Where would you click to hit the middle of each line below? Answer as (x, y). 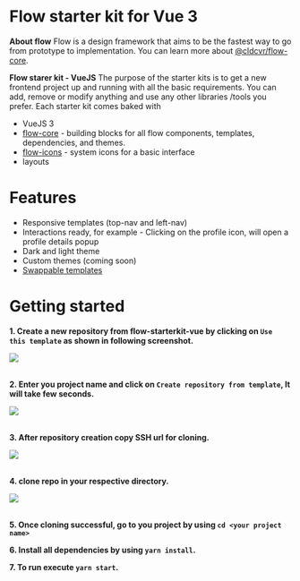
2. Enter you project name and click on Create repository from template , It (150, 384)
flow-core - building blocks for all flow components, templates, (138, 132)
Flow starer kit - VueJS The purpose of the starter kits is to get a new (138, 77)
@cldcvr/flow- (261, 50)
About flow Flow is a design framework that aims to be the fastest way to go (150, 41)
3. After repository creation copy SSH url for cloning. (109, 437)
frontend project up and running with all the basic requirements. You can (143, 87)
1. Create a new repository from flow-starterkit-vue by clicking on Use (141, 331)
